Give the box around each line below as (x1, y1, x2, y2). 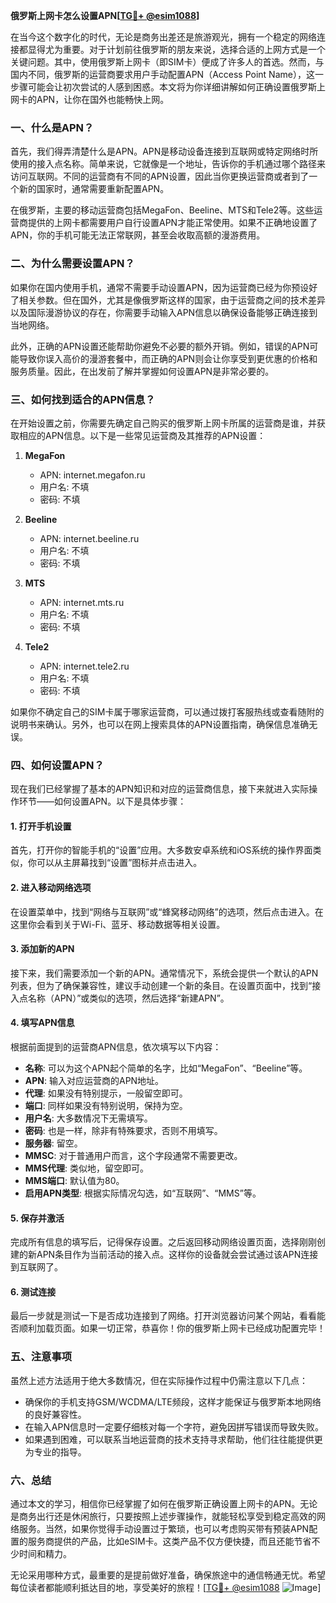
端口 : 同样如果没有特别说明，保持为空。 (24, 1100, 188, 1111)
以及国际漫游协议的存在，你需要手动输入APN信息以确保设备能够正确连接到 (10, 306, 318, 318)
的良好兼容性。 (24, 1408, 87, 1420)
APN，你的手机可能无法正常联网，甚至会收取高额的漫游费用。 (10, 229, 266, 241)
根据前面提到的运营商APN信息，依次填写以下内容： (10, 1041, 222, 1053)
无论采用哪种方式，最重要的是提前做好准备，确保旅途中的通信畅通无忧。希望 (10, 1569, 326, 1581)
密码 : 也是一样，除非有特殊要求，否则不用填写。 (24, 1125, 223, 1136)
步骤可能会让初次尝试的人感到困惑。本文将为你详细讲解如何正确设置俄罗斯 (10, 81, 317, 93)
